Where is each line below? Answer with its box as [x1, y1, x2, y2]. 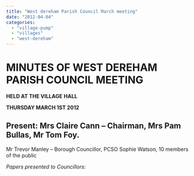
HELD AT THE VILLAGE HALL [6, 92, 78, 99]
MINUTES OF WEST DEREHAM [6, 61, 158, 74]
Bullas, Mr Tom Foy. [6, 130, 80, 140]
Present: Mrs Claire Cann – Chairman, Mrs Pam [6, 121, 181, 131]
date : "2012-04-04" [6, 14, 54, 20]
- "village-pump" [11, 25, 54, 31]
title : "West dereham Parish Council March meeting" [6, 8, 138, 15]
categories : [6, 19, 35, 25]
